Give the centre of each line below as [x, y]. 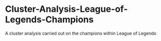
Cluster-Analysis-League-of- [66, 9]
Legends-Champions [49, 20]
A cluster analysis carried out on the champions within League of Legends [81, 33]
